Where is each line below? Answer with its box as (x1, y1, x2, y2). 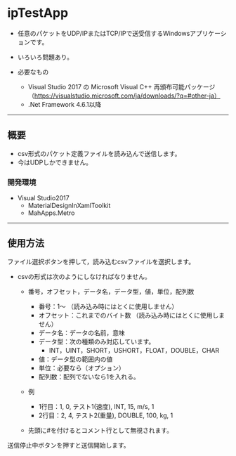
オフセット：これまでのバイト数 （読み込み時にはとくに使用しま (38, 311, 225, 319)
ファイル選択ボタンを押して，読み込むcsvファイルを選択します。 (7, 257, 195, 266)
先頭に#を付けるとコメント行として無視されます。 (27, 426, 173, 434)
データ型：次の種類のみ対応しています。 (38, 337, 155, 346)
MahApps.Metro (27, 209, 75, 217)
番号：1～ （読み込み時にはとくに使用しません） (38, 302, 178, 311)
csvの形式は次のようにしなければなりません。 (17, 272, 151, 280)
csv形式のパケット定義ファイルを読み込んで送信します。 (17, 149, 181, 157)
